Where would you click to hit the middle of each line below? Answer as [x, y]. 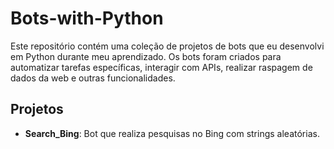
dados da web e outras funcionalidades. [93, 78]
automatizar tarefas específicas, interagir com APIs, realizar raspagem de [161, 67]
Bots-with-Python [87, 18]
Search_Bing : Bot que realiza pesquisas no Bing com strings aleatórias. [172, 133]
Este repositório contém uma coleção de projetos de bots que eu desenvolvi [167, 46]
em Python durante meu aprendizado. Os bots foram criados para [146, 56]
